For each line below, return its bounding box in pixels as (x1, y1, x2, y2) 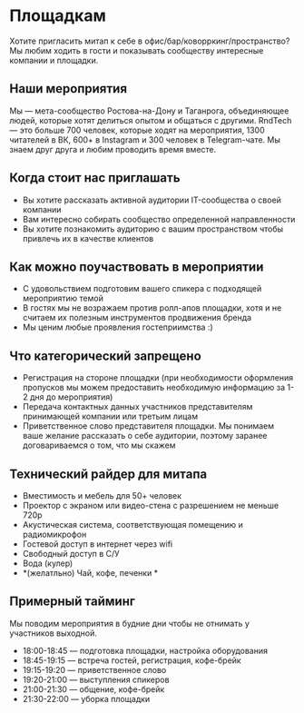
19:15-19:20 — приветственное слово (22, 664, 167, 675)
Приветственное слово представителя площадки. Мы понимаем (22, 421, 275, 431)
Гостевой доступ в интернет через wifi (22, 539, 173, 550)
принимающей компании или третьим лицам (22, 411, 198, 422)
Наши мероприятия (9, 81, 128, 96)
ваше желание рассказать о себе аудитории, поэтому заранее (22, 431, 268, 441)
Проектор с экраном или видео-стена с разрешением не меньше (22, 500, 279, 510)
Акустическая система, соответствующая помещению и (22, 520, 243, 530)
